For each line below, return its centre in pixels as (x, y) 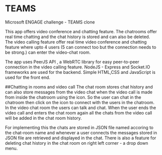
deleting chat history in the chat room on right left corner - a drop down (77, 143)
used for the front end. (28, 77)
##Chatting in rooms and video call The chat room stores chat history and (79, 87)
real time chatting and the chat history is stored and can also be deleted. (78, 37)
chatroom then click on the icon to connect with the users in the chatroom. (80, 102)
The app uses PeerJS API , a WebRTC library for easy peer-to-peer (72, 62)
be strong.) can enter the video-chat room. (48, 52)
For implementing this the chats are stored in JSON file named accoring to (79, 127)
